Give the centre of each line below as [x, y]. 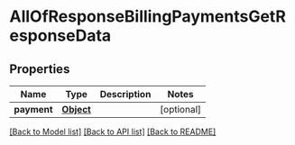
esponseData [60, 36]
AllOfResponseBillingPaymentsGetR [148, 17]
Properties [40, 69]
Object [77, 109]
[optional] [180, 109]
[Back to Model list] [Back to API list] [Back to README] [113, 131]
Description [125, 94]
